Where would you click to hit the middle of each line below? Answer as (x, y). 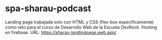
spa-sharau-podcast (48, 9)
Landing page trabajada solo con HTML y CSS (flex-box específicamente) (80, 22)
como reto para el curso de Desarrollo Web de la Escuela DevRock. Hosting (81, 27)
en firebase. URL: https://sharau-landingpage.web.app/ (61, 32)
